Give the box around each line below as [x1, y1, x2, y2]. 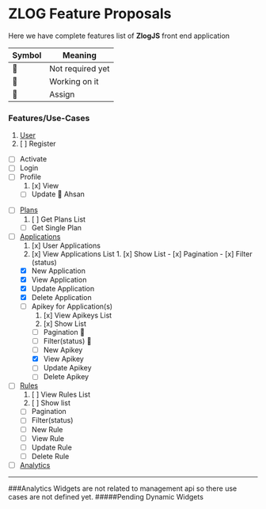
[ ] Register [19, 139, 57, 149]
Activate [19, 154, 47, 164]
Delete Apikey [43, 372, 89, 382]
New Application [31, 266, 85, 275]
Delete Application [31, 292, 93, 302]
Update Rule [31, 443, 73, 452]
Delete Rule [31, 451, 70, 461]
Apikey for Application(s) [31, 302, 113, 311]
